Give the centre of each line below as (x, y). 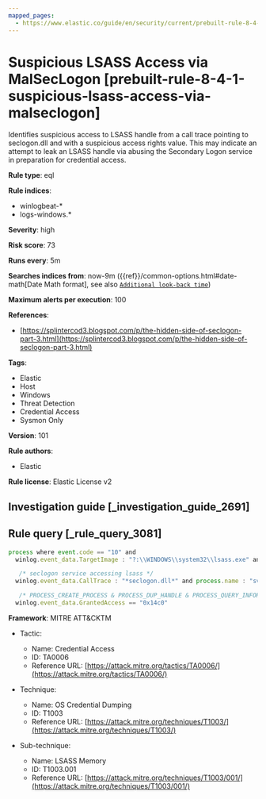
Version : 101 (28, 436)
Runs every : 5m (34, 261)
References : (28, 315)
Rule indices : (30, 190)
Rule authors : (31, 451)
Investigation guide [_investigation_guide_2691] (129, 507)
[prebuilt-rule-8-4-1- (175, 79)
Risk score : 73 (32, 245)
